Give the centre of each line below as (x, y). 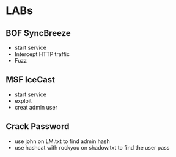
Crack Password (38, 126)
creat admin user (36, 107)
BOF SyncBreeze (38, 33)
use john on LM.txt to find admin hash (62, 141)
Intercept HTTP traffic (42, 54)
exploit (23, 100)
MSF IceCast (31, 80)
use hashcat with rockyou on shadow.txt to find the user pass (92, 147)
